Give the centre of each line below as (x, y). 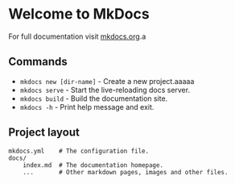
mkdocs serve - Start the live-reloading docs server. (105, 90)
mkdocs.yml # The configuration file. (79, 151)
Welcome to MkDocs (79, 14)
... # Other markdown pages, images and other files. (126, 172)
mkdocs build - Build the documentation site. (94, 98)
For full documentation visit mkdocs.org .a (77, 36)
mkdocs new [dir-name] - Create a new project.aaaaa (107, 81)
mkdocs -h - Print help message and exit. (87, 107)
